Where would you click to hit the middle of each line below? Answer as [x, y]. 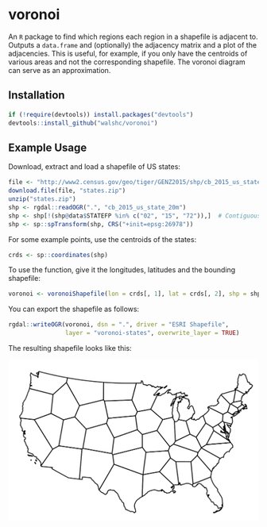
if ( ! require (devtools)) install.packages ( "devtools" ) [101, 114]
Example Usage [48, 147]
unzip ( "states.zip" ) [43, 199]
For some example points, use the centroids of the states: [103, 239]
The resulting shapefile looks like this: [70, 348]
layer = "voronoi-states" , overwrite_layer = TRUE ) [152, 333]
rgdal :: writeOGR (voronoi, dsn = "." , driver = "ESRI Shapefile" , [118, 325]
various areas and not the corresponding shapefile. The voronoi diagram [127, 62]
